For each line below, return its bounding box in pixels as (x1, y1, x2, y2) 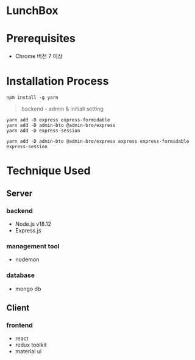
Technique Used (6, 164, 91, 178)
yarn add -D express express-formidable (6, 117, 111, 123)
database (6, 271, 35, 279)
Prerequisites (6, 32, 76, 46)
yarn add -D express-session (6, 128, 80, 134)
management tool (6, 242, 60, 250)
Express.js (15, 226, 41, 234)
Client (6, 303, 30, 313)
